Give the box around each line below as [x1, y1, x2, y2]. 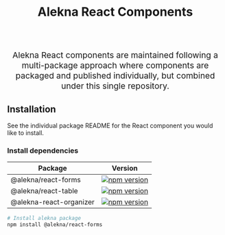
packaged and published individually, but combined [15, 70, 215, 82]
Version [112, 164, 139, 173]
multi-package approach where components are [21, 60, 209, 71]
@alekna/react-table [10, 186, 78, 196]
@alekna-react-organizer [10, 197, 95, 207]
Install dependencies [7, 145, 79, 155]
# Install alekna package [7, 215, 81, 222]
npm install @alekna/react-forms [7, 221, 103, 228]
